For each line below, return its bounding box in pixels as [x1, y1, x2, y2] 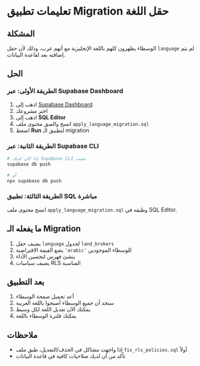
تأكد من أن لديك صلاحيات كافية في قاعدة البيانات [15, 353, 126, 360]
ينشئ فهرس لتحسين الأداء [15, 252, 75, 260]
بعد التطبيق [7, 277, 44, 287]
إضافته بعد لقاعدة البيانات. [7, 51, 66, 58]
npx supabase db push [7, 178, 62, 184]
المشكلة [7, 29, 35, 39]
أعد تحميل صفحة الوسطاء [15, 293, 75, 300]
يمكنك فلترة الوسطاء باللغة [15, 312, 77, 320]
